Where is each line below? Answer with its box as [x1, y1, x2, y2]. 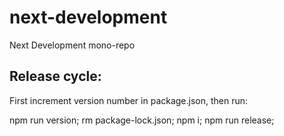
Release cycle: [9, 68, 102, 85]
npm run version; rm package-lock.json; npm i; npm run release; [9, 114, 275, 126]
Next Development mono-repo [9, 39, 136, 51]
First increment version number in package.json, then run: [9, 94, 249, 106]
